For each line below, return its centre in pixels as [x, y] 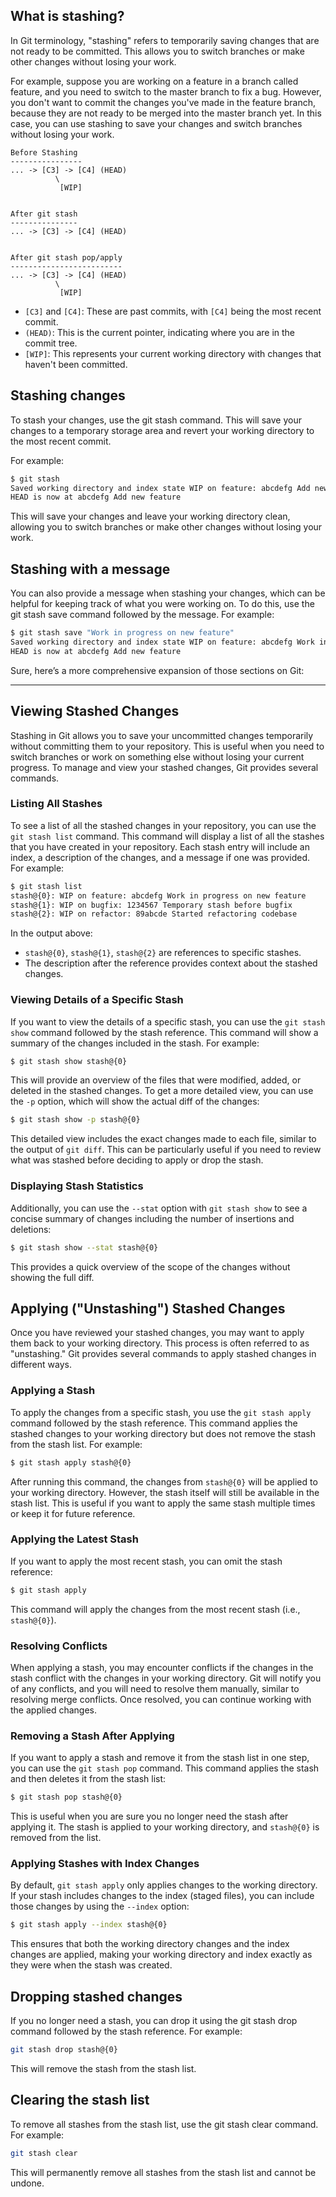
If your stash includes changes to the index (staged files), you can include [162, 1896]
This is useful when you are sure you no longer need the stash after [149, 1816]
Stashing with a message [90, 569]
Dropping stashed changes [96, 1996]
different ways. [41, 1365]
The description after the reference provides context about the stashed [171, 963]
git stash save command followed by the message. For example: [142, 615]
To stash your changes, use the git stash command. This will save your [156, 420]
